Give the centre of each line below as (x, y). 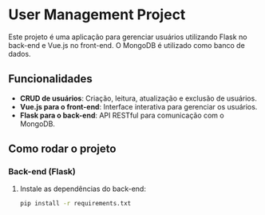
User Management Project (97, 15)
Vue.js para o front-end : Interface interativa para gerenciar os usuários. (138, 106)
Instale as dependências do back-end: (83, 189)
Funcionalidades (51, 79)
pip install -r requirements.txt (75, 204)
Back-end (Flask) (42, 172)
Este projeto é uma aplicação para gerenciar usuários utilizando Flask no (128, 37)
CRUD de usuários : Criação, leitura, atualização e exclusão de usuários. (138, 98)
